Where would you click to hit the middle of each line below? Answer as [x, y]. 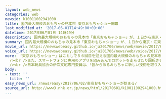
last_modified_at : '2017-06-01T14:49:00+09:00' [55, 28]
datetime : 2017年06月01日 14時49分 [40, 33]
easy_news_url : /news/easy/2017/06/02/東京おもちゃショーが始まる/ [71, 83]
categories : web [22, 14]
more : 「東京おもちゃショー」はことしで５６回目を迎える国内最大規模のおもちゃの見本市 [83, 56]
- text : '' [16, 74]
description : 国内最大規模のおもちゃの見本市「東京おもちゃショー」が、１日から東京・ [84, 38]
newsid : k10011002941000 [31, 19]
